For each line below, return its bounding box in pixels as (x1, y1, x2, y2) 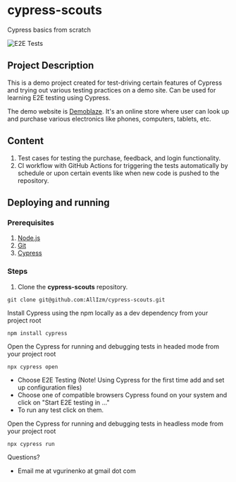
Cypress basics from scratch (7, 25, 92, 34)
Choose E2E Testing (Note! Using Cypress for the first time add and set (17, 375, 225, 384)
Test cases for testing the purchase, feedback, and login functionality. (17, 154, 221, 162)
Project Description (7, 59, 94, 72)
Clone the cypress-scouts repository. (17, 282, 128, 291)
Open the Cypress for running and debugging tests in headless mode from (7, 419, 224, 428)
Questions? (7, 452, 40, 461)
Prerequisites (7, 217, 54, 227)
